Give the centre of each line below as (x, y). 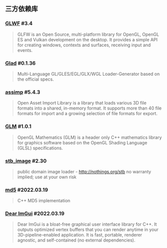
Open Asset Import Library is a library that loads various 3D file (82, 103)
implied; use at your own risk (47, 177)
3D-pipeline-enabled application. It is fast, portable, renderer (80, 235)
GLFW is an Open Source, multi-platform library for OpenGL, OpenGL (88, 34)
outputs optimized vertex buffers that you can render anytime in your (88, 230)
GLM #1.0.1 (18, 126)
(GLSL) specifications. (40, 148)
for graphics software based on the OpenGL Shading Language (82, 142)
